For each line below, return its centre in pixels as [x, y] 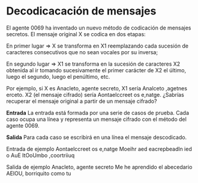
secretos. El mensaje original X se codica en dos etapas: [76, 34]
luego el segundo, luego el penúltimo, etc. [58, 76]
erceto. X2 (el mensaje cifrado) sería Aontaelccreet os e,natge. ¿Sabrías [95, 95]
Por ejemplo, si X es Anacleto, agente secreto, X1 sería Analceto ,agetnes [97, 88]
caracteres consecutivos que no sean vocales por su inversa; [82, 52]
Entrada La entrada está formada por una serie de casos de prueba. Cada [98, 113]
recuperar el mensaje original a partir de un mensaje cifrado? [82, 101]
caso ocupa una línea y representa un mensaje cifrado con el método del [97, 119]
